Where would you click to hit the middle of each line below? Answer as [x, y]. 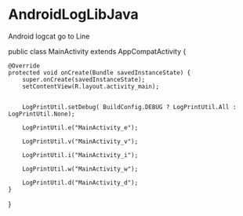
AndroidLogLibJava [73, 15]
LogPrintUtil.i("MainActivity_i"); [80, 155]
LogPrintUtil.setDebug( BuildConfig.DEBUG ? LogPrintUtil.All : [129, 107]
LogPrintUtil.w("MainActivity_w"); [80, 169]
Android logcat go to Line [49, 36]
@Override [24, 66]
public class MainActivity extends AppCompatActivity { [97, 51]
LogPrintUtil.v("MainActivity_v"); [80, 141]
